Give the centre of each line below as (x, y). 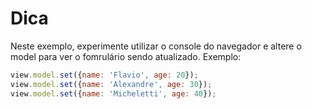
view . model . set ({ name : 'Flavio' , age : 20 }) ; (104, 75)
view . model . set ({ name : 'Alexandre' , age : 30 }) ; (111, 84)
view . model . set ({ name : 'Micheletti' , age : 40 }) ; (113, 93)
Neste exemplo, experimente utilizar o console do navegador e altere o (156, 46)
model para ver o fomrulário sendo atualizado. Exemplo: (126, 56)
